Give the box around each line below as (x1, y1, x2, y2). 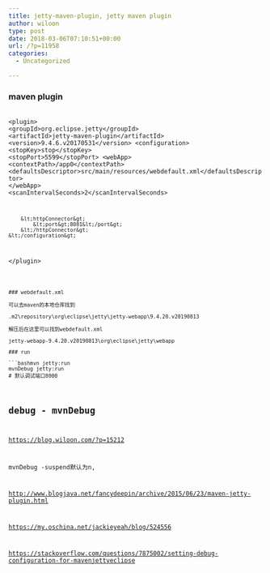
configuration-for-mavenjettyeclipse (8, 556, 136, 564)
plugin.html (8, 497, 49, 505)
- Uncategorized (15, 58, 70, 66)
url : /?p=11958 (8, 42, 60, 50)
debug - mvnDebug (8, 404, 95, 416)
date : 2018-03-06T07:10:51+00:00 (8, 34, 121, 43)
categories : (8, 49, 49, 58)
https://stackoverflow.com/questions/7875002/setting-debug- (8, 549, 219, 558)
